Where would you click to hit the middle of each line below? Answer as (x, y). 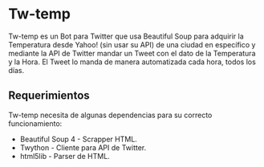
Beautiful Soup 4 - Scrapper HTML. (79, 139)
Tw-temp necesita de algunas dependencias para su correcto (110, 115)
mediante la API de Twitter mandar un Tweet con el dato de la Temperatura (132, 53)
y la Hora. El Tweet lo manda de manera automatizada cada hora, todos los (132, 62)
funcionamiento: (35, 123)
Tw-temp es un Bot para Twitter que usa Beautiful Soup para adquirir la (126, 36)
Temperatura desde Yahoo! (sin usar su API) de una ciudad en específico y (132, 44)
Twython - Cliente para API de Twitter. (83, 147)
